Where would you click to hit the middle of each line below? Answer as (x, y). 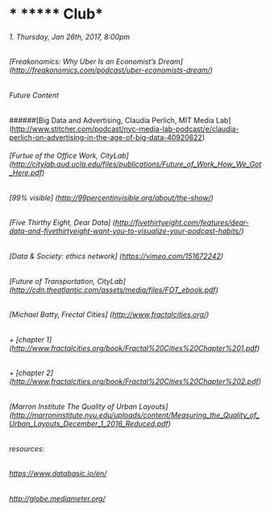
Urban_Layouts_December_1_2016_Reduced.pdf (89, 424)
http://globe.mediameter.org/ (57, 498)
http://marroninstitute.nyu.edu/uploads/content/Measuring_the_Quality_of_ (136, 415)
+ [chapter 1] (31, 340)
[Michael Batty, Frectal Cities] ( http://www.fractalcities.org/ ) (109, 315)
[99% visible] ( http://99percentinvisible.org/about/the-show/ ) (112, 197)
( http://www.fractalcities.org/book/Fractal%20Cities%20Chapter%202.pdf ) (135, 381)
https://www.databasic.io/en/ (58, 474)
